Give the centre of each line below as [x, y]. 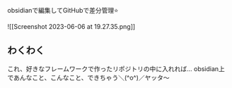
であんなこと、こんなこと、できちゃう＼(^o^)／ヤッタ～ [88, 77]
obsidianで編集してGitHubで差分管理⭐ [63, 10]
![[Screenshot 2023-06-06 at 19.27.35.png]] [71, 26]
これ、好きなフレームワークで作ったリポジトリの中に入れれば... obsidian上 [116, 68]
